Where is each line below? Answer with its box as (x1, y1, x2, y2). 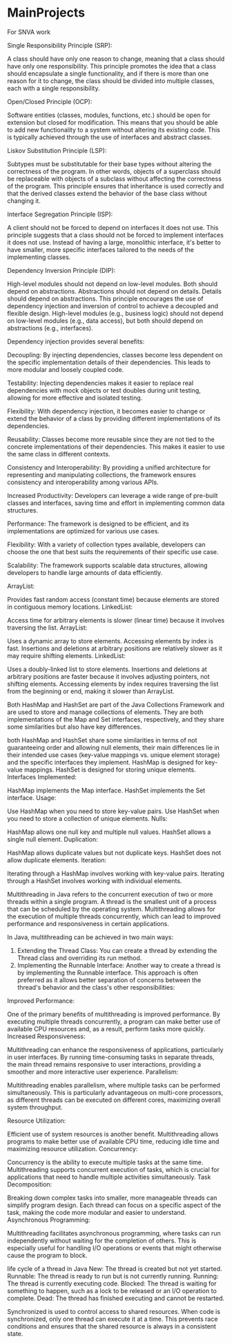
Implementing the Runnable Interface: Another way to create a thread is (17, 961, 221, 969)
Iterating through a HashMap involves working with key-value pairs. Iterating (7, 869, 224, 878)
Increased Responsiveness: (7, 1032, 86, 1040)
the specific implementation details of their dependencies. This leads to (7, 358, 211, 366)
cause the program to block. (7, 1251, 88, 1259)
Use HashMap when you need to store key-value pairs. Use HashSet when (7, 807, 220, 815)
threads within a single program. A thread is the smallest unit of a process (7, 897, 217, 905)
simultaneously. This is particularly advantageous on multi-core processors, (7, 1088, 224, 1096)
